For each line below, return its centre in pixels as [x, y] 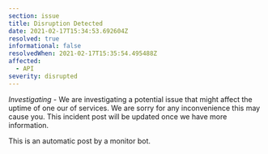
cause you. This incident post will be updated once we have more [118, 116]
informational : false [45, 46]
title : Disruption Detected [56, 24]
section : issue [34, 16]
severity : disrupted [43, 76]
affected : [25, 62]
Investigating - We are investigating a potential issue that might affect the [130, 99]
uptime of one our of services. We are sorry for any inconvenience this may [134, 108]
